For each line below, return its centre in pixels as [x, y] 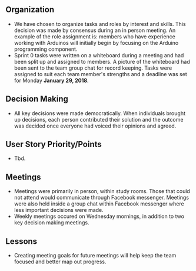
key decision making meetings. [52, 223]
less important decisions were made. [59, 210]
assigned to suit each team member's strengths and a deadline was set [100, 74]
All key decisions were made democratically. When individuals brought [100, 113]
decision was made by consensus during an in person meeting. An [95, 30]
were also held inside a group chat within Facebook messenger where [99, 204]
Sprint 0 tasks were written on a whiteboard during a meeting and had [99, 55]
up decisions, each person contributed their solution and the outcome [99, 119]
